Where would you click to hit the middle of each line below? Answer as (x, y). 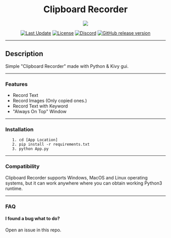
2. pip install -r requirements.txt (51, 144)
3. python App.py (31, 149)
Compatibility (22, 167)
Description (24, 54)
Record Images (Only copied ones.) (50, 101)
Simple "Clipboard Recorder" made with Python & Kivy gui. (67, 66)
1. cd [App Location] (35, 140)
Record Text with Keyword (40, 106)
